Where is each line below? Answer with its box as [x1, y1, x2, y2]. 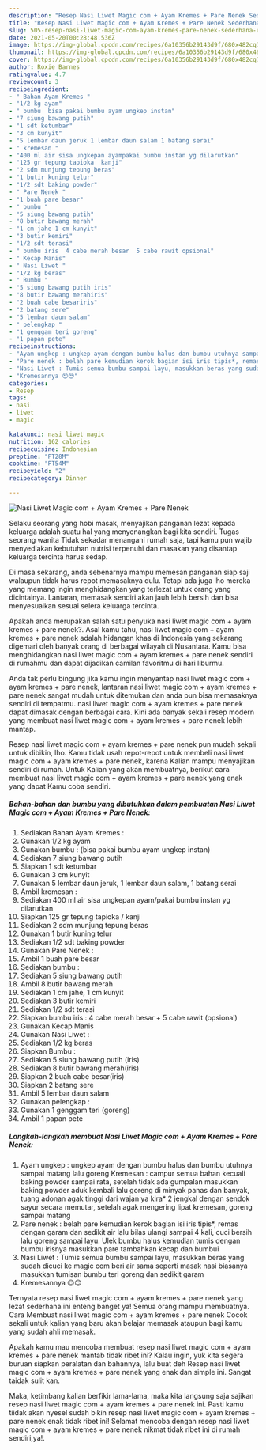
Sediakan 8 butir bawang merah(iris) [20, 1063, 140, 1073]
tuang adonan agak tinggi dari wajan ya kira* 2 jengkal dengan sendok [20, 1194, 250, 1203]
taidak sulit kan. [9, 1376, 60, 1385]
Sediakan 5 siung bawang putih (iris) [20, 1054, 140, 1064]
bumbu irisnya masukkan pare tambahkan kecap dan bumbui [20, 1244, 219, 1254]
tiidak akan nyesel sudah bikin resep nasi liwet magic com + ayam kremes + [9, 1407, 256, 1417]
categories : [9, 379, 48, 388]
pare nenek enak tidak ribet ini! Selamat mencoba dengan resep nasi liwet [9, 1416, 249, 1425]
